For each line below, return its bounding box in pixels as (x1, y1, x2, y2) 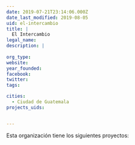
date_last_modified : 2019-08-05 (6, 15, 88, 21)
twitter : (6, 76, 29, 83)
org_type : (6, 54, 32, 60)
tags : (6, 83, 20, 89)
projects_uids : (6, 104, 45, 110)
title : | (6, 25, 29, 32)
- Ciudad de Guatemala (12, 99, 69, 105)
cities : (6, 93, 26, 99)
